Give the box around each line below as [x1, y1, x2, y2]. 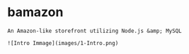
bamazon [7, 4, 64, 20]
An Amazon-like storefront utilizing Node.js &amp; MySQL [7, 27, 182, 34]
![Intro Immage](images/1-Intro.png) [7, 39, 119, 46]
